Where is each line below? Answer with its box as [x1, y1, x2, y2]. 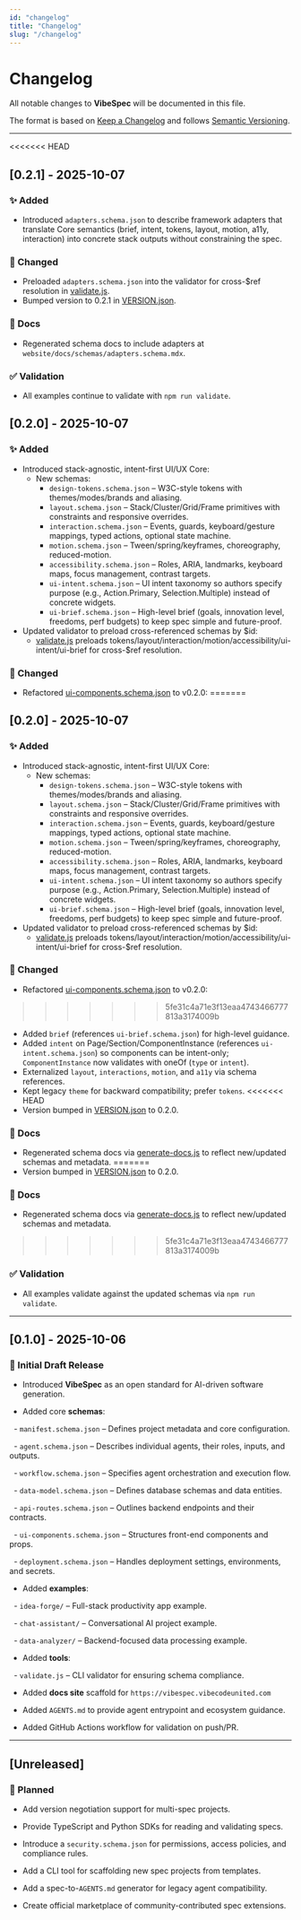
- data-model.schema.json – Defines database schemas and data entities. [13, 1485, 283, 1496]
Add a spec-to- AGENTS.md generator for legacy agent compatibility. [21, 1883, 268, 1894]
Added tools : [21, 1653, 72, 1664]
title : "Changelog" [9, 22, 82, 30]
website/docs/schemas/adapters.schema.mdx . [21, 347, 186, 359]
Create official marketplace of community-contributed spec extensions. [21, 1900, 287, 1911]
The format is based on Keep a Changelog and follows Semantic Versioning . [9, 116, 290, 126]
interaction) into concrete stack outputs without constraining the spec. [21, 234, 282, 244]
